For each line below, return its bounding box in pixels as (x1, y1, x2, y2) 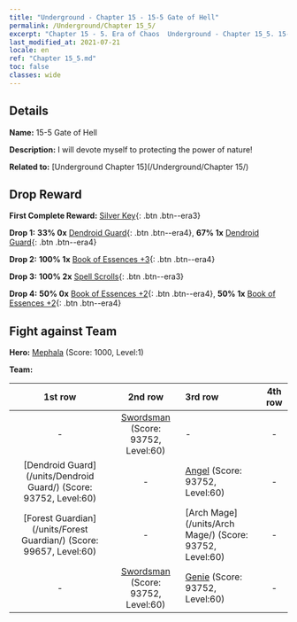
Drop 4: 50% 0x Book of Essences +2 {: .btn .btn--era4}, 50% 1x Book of (9, 289, 276, 299)
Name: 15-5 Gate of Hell (9, 127, 97, 137)
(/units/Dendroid (26, 470, 95, 483)
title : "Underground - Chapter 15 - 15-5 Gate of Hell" (9, 12, 219, 22)
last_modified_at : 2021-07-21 (9, 37, 121, 47)
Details (9, 104, 49, 119)
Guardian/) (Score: (21, 534, 99, 547)
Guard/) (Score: (27, 481, 93, 494)
